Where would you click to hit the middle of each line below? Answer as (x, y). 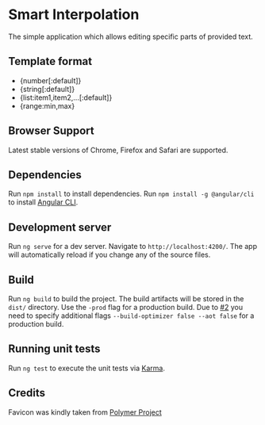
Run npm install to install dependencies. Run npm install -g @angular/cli (131, 194)
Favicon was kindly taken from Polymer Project (85, 412)
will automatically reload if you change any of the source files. (109, 255)
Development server (60, 227)
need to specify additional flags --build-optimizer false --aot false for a (131, 316)
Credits (27, 393)
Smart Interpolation (74, 15)
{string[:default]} (47, 89)
